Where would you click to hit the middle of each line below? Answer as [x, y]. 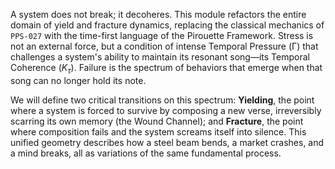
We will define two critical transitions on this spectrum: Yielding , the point [162, 100]
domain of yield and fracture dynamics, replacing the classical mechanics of [167, 25]
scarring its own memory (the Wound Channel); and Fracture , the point [157, 121]
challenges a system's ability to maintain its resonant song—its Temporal [160, 57]
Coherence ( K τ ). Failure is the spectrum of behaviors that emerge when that [166, 69]
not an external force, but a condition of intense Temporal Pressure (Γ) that [164, 46]
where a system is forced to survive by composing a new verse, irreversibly [166, 110]
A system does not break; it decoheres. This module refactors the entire [158, 14]
